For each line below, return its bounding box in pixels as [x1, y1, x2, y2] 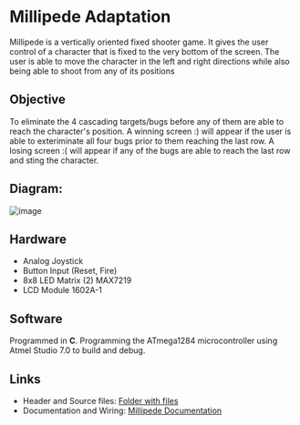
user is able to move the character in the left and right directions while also [9, 56, 290, 66]
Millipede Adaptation [9, 6, 171, 27]
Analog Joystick [22, 256, 84, 267]
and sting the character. [9, 155, 99, 166]
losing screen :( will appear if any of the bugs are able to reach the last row [9, 145, 291, 156]
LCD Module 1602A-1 [22, 285, 103, 296]
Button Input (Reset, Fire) [22, 266, 118, 277]
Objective [9, 92, 67, 107]
